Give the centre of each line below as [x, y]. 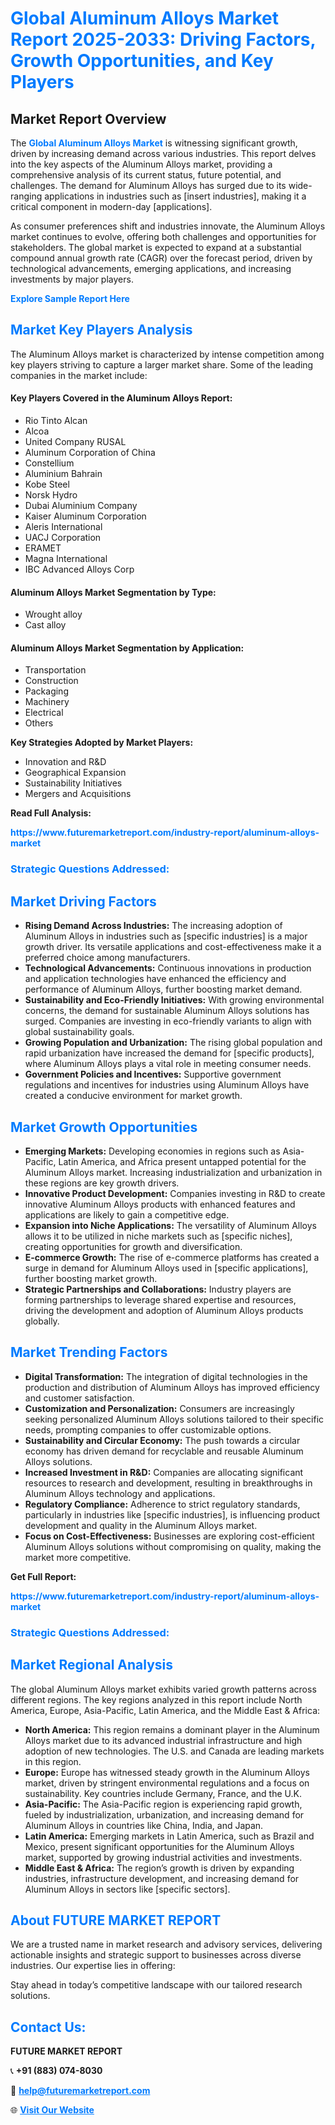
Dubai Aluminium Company [81, 506]
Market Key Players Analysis [101, 330]
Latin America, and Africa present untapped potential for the [182, 1161]
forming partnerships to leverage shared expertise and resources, [160, 1299]
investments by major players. [72, 279]
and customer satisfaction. [79, 1398]
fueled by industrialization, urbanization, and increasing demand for [164, 1814]
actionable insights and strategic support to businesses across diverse [156, 1955]
